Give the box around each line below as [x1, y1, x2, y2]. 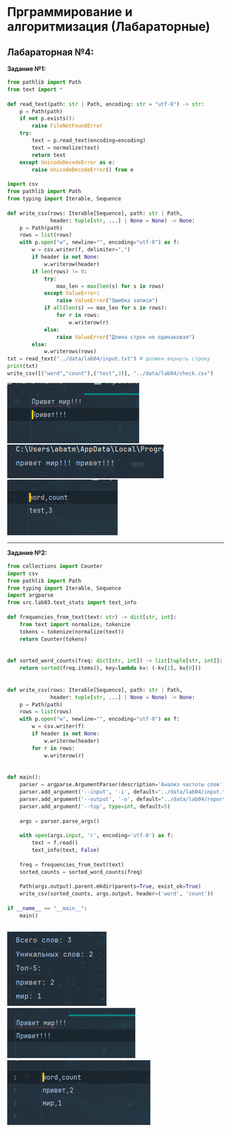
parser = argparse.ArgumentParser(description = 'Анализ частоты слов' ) [19, 781, 226, 788]
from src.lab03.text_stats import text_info [7, 599, 137, 606]
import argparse [7, 592, 54, 599]
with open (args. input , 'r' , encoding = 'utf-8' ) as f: [19, 832, 174, 839]
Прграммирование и [7, 4, 133, 20]
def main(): [7, 774, 41, 781]
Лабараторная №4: [7, 46, 94, 58]
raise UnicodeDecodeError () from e [32, 166, 134, 173]
